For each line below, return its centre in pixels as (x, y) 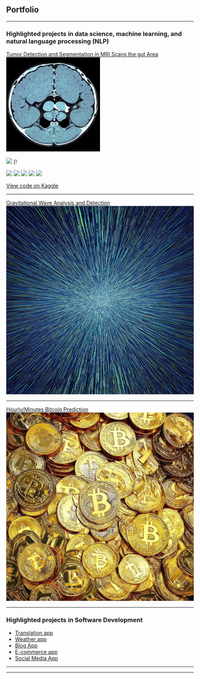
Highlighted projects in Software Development (74, 620)
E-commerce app (36, 652)
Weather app (31, 640)
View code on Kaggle (32, 186)
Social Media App (36, 658)
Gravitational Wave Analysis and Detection (58, 203)
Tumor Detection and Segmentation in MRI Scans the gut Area (82, 54)
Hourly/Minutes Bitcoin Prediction (47, 409)
